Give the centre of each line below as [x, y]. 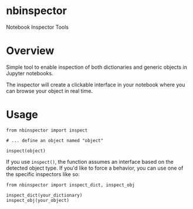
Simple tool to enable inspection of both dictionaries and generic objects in [97, 67]
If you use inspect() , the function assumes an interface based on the [90, 161]
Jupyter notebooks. [30, 73]
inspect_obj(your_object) [38, 200]
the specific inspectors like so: [43, 174]
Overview [30, 51]
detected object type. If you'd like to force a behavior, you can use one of [95, 168]
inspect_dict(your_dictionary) [44, 195]
